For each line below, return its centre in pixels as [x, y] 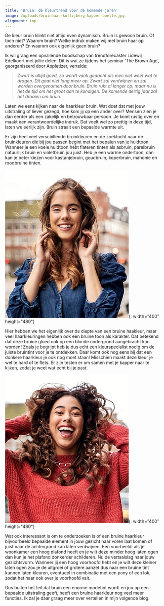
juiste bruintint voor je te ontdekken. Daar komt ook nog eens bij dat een [79, 352]
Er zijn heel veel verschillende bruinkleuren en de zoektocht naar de [74, 137]
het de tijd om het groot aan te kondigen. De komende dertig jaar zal [87, 91]
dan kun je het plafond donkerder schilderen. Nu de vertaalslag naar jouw [80, 557]
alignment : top [21, 21]
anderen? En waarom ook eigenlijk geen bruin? [53, 46]
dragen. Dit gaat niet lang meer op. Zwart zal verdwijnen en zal [82, 81]
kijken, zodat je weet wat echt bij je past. [46, 368]
